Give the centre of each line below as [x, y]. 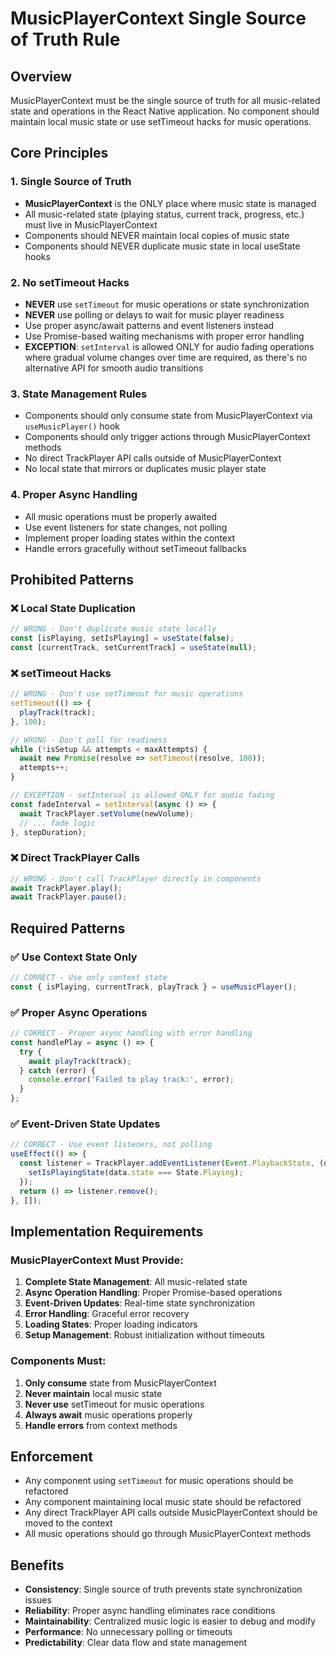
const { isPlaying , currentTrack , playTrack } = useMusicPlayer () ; [154, 987]
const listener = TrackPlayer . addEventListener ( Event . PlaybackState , [167, 1163]
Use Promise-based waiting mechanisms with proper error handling [164, 336]
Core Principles [59, 153]
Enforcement [51, 1456]
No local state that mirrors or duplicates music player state [145, 469]
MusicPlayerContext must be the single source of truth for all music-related [165, 100]
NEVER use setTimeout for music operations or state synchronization [167, 304]
